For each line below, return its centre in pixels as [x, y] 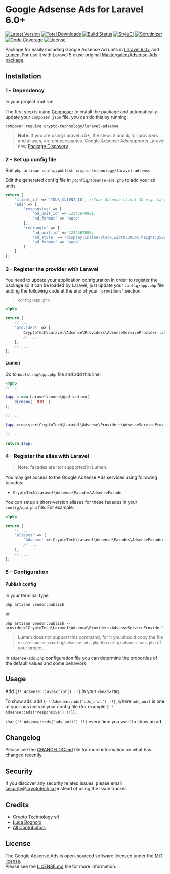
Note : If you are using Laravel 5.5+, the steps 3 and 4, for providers [88, 135]
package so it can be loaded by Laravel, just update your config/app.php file [85, 285]
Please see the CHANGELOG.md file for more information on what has [78, 750]
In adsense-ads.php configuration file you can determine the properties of [81, 658]
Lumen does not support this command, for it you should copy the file [90, 637]
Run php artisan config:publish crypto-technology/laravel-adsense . [79, 170]
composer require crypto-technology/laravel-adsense [62, 126]
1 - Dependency [25, 91]
